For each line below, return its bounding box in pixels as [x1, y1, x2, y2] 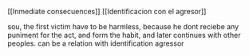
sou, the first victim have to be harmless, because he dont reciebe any [7, 22, 239, 31]
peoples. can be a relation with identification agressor [7, 39, 184, 48]
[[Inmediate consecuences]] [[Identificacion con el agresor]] [7, 7, 207, 16]
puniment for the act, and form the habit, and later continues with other [7, 31, 241, 39]
